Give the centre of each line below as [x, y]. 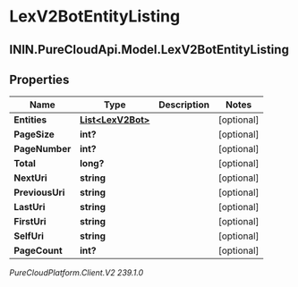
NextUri [30, 178]
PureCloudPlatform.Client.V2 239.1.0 [77, 273]
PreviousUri [39, 192]
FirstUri [30, 222]
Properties [39, 79]
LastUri [30, 207]
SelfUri [29, 236]
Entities [30, 120]
